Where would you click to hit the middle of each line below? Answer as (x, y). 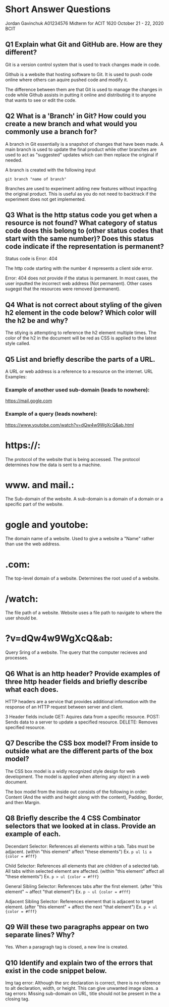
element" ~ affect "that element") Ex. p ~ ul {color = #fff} (68, 891)
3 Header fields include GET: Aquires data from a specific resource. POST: (82, 717)
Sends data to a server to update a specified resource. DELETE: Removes (81, 722)
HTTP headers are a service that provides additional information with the (81, 702)
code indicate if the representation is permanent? (84, 246)
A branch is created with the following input (50, 170)
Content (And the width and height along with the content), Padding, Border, (84, 797)
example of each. (33, 834)
